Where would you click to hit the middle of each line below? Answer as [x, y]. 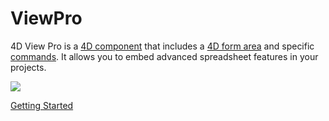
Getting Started [42, 105]
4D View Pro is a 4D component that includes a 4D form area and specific [162, 46]
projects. [28, 67]
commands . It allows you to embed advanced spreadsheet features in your [164, 56]
